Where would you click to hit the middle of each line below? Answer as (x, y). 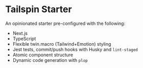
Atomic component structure (43, 55)
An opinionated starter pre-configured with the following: (65, 23)
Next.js (20, 33)
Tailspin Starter (39, 9)
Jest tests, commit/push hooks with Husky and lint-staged (75, 49)
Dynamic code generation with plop (50, 60)
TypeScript (24, 39)
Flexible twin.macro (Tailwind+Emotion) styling (62, 44)
